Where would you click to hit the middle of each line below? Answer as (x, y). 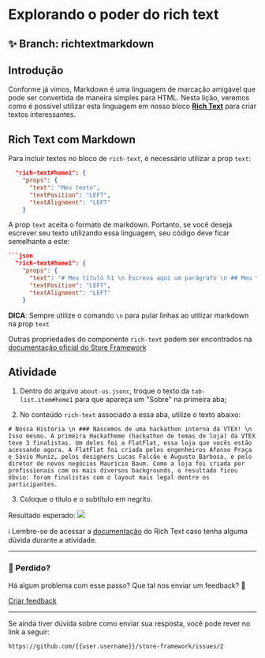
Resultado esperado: (42, 516)
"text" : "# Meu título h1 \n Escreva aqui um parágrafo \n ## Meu (140, 278)
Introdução (36, 70)
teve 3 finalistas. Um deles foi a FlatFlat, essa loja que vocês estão (130, 443)
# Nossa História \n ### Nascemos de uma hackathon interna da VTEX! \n (130, 429)
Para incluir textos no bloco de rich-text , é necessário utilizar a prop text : (129, 159)
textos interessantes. (42, 115)
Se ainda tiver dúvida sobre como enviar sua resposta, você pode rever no (129, 623)
